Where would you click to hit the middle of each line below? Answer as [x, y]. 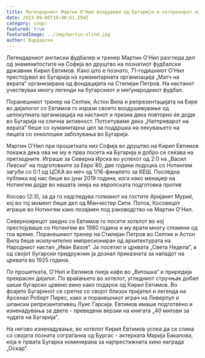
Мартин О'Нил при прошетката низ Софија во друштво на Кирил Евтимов [103, 146]
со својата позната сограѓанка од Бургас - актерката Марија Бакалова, [100, 335]
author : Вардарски [30, 40]
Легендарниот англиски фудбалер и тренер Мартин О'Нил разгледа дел [101, 58]
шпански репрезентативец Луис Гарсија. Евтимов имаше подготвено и [100, 304]
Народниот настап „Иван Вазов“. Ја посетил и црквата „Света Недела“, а [102, 247]
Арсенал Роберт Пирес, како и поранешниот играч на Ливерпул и [93, 298]
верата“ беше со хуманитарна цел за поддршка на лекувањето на [93, 128]
